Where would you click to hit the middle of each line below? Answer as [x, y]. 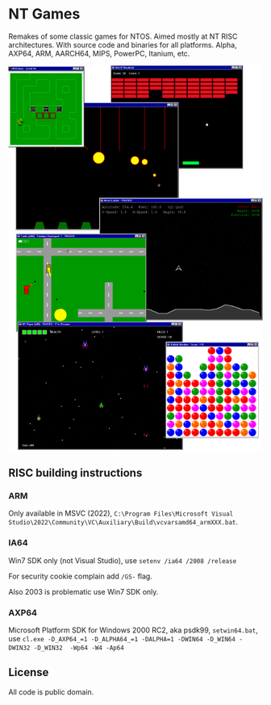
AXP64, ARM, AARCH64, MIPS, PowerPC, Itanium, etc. [99, 53]
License [29, 672]
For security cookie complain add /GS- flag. [81, 576]
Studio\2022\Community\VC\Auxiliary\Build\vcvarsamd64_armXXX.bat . [123, 522]
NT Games [44, 14]
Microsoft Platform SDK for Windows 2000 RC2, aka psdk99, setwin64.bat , [133, 630]
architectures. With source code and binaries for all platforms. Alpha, [123, 44]
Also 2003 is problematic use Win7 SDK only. [83, 591]
